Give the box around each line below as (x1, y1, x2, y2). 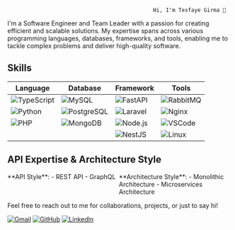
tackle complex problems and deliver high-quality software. (7, 42, 181, 50)
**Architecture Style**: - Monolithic (119, 172, 224, 180)
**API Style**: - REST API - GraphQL (7, 172, 116, 180)
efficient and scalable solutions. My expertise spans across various (7, 27, 204, 35)
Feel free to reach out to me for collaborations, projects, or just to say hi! (7, 201, 218, 209)
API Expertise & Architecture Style (7, 154, 161, 166)
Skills (7, 62, 32, 74)
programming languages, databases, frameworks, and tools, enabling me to (7, 34, 229, 42)
